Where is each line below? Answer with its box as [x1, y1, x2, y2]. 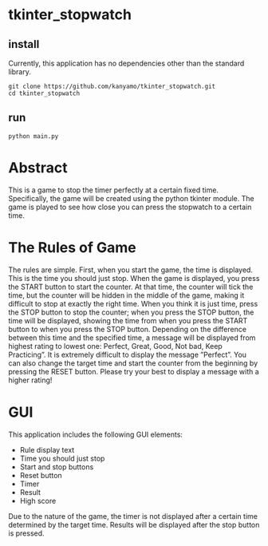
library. [8, 67, 32, 77]
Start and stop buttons [19, 461, 94, 472]
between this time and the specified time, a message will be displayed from [8, 333, 256, 342]
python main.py [8, 132, 59, 140]
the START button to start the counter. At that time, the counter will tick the [8, 282, 254, 291]
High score [19, 496, 57, 505]
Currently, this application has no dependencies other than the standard [8, 58, 245, 68]
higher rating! [8, 375, 53, 385]
